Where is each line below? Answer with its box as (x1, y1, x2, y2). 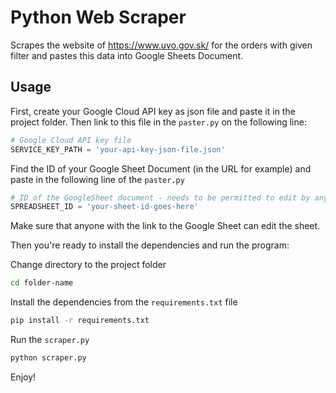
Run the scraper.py (10, 334, 90, 345)
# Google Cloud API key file (10, 135, 132, 145)
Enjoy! (10, 371, 37, 383)
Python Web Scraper (10, 6, 187, 29)
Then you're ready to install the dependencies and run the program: (10, 239, 290, 251)
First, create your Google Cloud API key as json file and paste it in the (10, 105, 296, 117)
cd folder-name (10, 278, 74, 288)
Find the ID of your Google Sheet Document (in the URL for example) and (10, 162, 312, 175)
